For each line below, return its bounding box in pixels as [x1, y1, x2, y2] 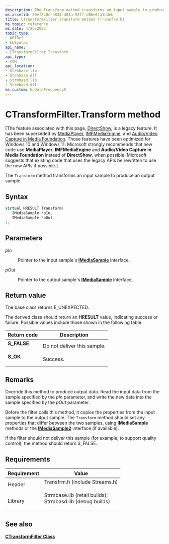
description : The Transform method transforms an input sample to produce [5, 7, 165, 13]
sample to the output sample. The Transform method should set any [5, 415, 145, 421]
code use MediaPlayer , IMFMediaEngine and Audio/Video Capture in [5, 147, 152, 153]
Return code [8, 331, 38, 338]
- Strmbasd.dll [5, 82, 37, 87]
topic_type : [5, 31, 30, 36]
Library [8, 497, 25, 504]
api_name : [5, 45, 26, 50]
